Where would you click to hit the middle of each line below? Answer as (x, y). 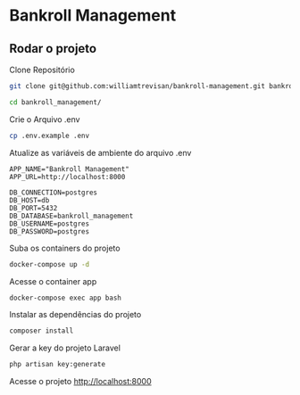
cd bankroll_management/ (55, 102)
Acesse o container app (53, 281)
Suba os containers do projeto (65, 248)
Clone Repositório (42, 70)
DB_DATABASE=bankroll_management (71, 216)
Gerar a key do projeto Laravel (65, 348)
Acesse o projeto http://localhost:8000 (80, 382)
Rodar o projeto (53, 49)
